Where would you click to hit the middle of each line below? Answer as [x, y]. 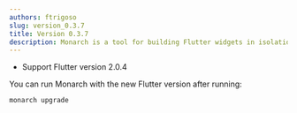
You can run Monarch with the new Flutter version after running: [126, 84]
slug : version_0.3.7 [47, 26]
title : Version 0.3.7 [49, 34]
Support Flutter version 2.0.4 [75, 67]
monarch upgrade [39, 101]
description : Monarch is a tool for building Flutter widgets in [132, 42]
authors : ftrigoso [43, 17]
